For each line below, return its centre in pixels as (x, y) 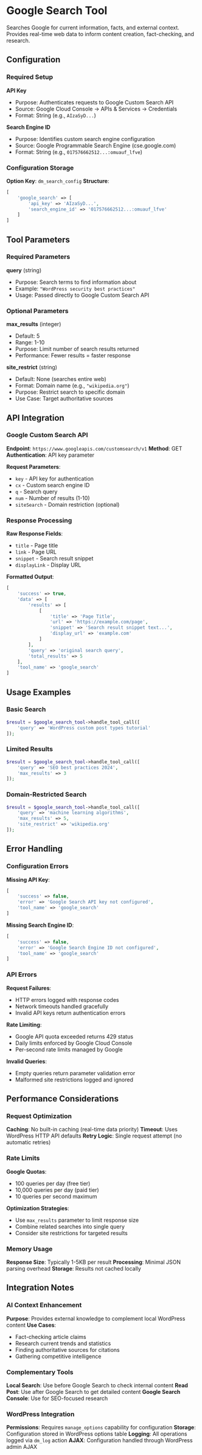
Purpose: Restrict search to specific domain (70, 392)
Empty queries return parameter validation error (75, 1073)
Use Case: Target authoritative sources (64, 399)
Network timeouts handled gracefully (61, 1006)
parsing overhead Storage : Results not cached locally (74, 1268)
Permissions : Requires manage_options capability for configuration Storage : (101, 1428)
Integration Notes (40, 1288)
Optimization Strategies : (38, 1208)
